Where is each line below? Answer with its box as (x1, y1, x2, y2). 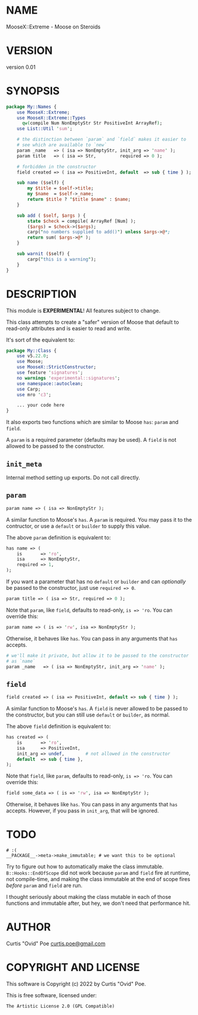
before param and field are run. (6, 882, 83, 889)
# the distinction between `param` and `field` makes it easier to (17, 137, 186, 143)
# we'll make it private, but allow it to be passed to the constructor (6, 653, 189, 659)
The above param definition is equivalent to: (6, 534, 111, 541)
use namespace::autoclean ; (17, 380, 83, 387)
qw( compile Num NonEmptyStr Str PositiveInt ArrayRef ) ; (21, 120, 163, 126)
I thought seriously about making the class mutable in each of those (6, 894, 171, 901)
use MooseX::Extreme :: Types (17, 115, 86, 121)
